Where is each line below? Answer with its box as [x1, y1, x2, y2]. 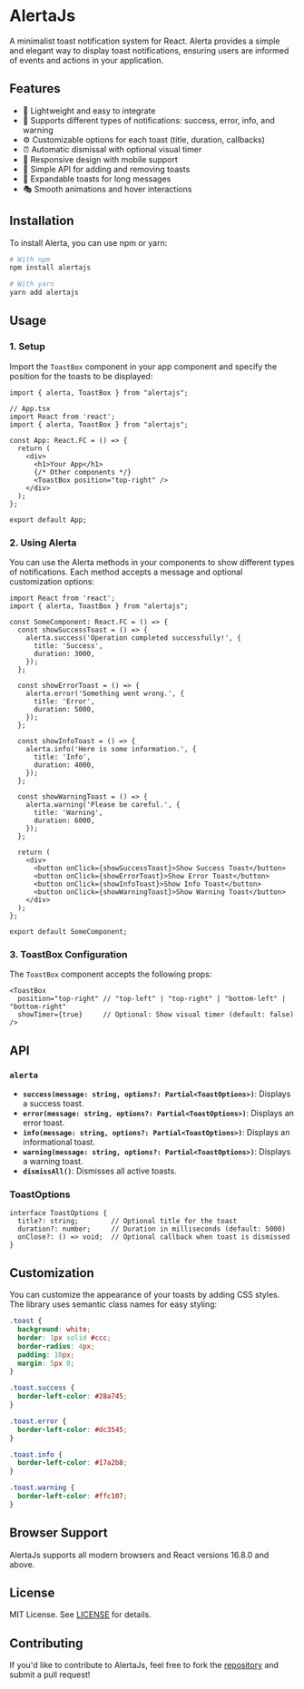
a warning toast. [22, 1156, 83, 1167]
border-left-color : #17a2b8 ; [17, 1458, 128, 1468]
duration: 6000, [33, 816, 95, 826]
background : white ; [17, 1325, 92, 1334]
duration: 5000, [33, 705, 95, 714]
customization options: [9, 576, 95, 587]
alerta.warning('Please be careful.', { [25, 800, 181, 810]
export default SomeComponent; [9, 928, 128, 937]
